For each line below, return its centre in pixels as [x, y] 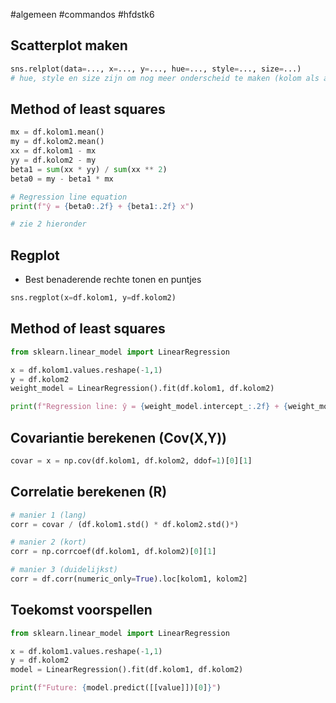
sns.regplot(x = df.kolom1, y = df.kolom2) [93, 298]
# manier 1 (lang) [48, 515]
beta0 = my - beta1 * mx [62, 179]
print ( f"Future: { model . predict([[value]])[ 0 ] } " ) [116, 688]
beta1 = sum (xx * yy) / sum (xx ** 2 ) [89, 169]
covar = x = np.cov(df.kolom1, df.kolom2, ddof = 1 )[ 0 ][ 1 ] [131, 460]
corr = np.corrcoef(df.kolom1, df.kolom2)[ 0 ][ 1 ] [113, 552]
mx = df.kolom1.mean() [57, 132]
